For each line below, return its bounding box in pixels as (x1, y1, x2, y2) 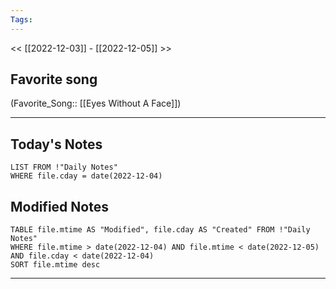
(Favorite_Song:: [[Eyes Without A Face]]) (10, 97, 182, 110)
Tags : (10, 14, 33, 25)
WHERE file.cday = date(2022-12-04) (10, 171, 163, 181)
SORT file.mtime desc (10, 260, 101, 270)
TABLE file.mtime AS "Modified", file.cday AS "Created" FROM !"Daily (10, 225, 311, 235)
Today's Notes (10, 136, 103, 153)
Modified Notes (10, 198, 109, 215)
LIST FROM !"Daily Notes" (10, 162, 118, 173)
